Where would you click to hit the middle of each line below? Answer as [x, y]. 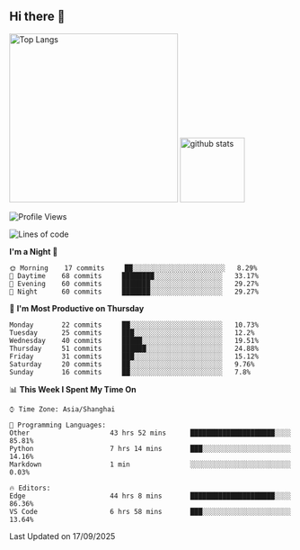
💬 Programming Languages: [57, 425]
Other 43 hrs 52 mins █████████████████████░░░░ [150, 433]
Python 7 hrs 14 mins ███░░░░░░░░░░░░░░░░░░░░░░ [150, 448]
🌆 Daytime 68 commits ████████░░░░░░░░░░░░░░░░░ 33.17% [134, 275]
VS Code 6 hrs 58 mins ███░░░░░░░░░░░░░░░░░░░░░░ [150, 511]
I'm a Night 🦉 [34, 251]
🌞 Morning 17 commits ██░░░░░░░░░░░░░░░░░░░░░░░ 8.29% [133, 268]
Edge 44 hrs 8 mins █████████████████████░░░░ [150, 496]
